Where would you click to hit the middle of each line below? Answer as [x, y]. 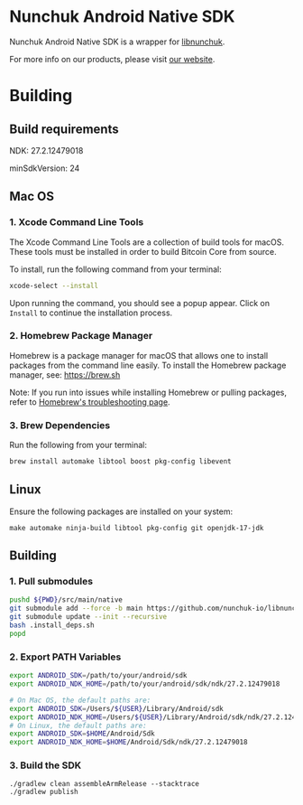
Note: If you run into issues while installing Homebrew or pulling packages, [148, 392]
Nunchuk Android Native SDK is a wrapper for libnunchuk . [117, 42]
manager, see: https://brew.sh [65, 374]
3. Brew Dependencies [60, 425]
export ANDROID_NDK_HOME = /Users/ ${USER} [87, 717]
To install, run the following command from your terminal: [116, 269]
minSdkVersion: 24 [45, 168]
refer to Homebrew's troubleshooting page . [90, 402]
